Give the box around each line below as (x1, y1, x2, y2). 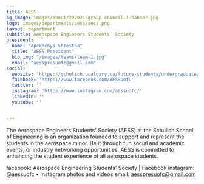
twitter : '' (12, 83, 42, 89)
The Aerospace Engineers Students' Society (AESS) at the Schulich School (6, 126, 194, 134)
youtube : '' (12, 99, 42, 105)
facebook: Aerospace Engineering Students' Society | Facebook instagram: (6, 164, 195, 171)
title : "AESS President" (12, 49, 75, 55)
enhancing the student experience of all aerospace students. (6, 152, 159, 160)
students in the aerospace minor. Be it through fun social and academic (6, 139, 185, 146)
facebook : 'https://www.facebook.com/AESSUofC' (12, 77, 135, 83)
